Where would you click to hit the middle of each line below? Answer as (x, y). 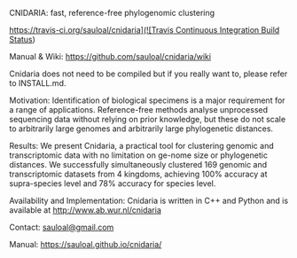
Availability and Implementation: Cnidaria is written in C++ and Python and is (149, 200)
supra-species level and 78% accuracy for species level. (113, 184)
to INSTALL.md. (38, 83)
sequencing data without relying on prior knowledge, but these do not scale (148, 119)
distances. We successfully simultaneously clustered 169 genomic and (138, 164)
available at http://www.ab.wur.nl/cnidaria (86, 210)
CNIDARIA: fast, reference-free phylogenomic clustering (112, 13)
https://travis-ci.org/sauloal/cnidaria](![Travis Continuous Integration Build (145, 30)
